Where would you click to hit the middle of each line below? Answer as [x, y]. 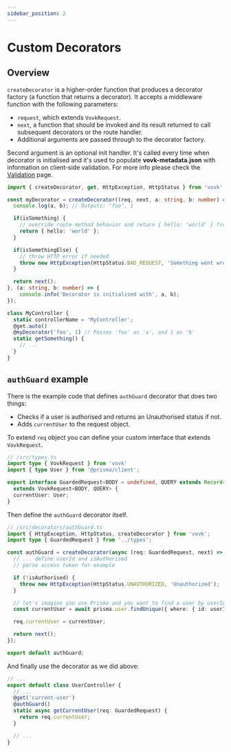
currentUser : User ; [41, 495]
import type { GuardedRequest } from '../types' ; [80, 540]
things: [17, 403]
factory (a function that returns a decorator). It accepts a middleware [105, 96]
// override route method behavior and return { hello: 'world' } [117, 225]
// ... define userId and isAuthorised [70, 559]
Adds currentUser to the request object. [74, 424]
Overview [29, 73]
